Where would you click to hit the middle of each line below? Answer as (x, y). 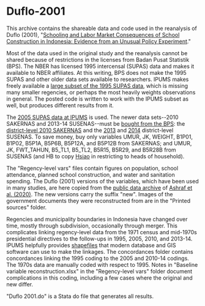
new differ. (20, 284)
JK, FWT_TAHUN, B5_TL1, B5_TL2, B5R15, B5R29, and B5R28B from (91, 150)
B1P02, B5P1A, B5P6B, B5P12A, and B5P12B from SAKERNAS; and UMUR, (99, 143)
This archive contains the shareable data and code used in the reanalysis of (102, 28)
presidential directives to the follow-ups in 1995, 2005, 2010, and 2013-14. (99, 239)
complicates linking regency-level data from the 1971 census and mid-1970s (102, 232)
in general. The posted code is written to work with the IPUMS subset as (97, 99)
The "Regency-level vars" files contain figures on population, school (92, 168)
